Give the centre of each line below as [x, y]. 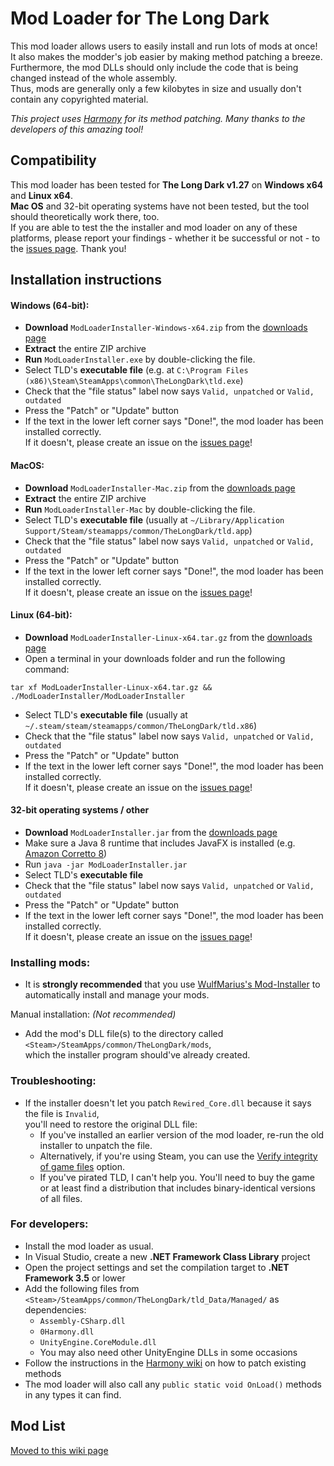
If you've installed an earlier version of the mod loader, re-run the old [182, 1134]
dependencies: [55, 1309]
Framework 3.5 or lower [75, 1278]
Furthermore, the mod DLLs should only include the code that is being [154, 67]
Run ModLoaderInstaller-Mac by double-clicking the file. [140, 509]
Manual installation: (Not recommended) [93, 1014]
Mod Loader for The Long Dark [140, 18]
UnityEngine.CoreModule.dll [98, 1342]
